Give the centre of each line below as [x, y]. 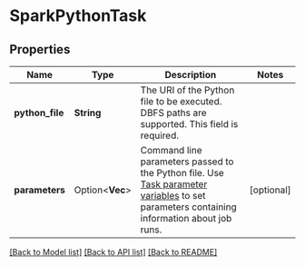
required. [160, 135]
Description [191, 75]
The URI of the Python [187, 90]
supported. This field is [189, 124]
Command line [171, 150]
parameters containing [189, 207]
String [88, 113]
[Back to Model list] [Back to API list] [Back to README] [113, 252]
